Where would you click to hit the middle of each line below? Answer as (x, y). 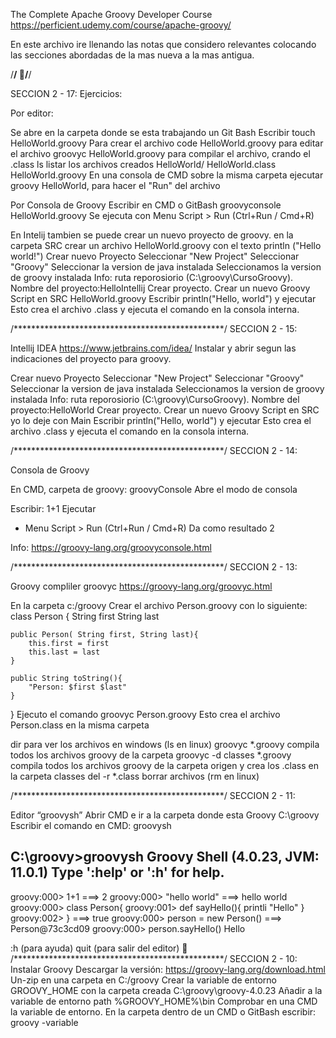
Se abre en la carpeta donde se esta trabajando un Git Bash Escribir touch (163, 132)
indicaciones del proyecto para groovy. (91, 358)
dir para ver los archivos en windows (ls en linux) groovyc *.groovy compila (165, 744)
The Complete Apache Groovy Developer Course (111, 14)
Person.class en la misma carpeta (80, 725)
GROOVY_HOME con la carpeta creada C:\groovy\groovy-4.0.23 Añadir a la (166, 990)
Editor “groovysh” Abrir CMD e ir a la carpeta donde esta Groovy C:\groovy (165, 815)
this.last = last (64, 652)
